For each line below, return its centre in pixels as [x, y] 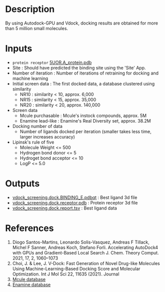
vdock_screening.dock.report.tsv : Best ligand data [65, 208]
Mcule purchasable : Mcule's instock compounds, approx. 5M [83, 115]
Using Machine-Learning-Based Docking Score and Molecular [76, 268]
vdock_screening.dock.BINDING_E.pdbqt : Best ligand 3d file [75, 197]
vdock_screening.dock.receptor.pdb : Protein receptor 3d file [75, 202]
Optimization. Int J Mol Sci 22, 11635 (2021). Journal [66, 274]
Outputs [22, 184]
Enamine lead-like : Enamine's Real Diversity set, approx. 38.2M [85, 120]
